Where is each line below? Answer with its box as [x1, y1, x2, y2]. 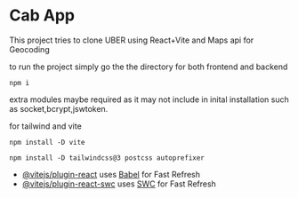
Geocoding [9, 44, 51, 54]
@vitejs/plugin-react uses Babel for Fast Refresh [21, 169, 201, 179]
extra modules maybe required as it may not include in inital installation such [9, 94, 289, 105]
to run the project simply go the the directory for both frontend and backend [9, 61, 288, 72]
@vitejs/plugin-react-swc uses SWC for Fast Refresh [21, 178, 216, 189]
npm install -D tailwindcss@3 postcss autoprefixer [9, 153, 205, 162]
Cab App [9, 5, 76, 26]
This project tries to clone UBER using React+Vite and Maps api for [9, 35, 254, 45]
